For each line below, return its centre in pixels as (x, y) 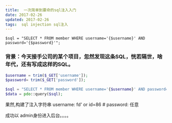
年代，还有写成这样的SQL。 (39, 65)
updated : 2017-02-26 (27, 19)
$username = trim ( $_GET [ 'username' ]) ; (47, 75)
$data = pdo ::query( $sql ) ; (34, 94)
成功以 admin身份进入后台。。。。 (38, 115)
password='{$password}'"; (33, 43)
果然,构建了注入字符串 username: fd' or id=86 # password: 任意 (72, 105)
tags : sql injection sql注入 (37, 24)
